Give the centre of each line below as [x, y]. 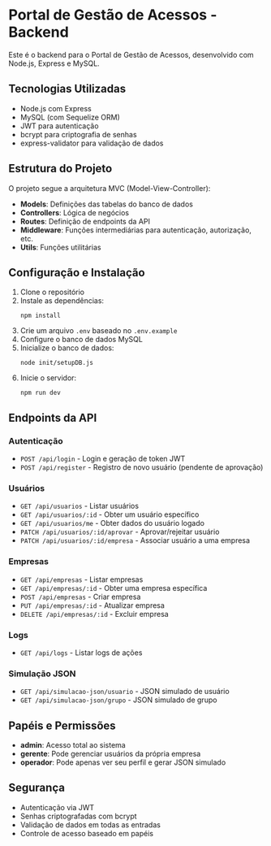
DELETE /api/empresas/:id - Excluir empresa [94, 614]
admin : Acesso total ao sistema [73, 745]
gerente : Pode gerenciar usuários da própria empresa [110, 754]
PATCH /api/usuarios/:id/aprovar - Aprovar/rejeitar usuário [120, 532]
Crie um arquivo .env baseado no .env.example [99, 331]
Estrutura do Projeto [60, 169]
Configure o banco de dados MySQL [82, 340]
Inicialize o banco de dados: [67, 348]
